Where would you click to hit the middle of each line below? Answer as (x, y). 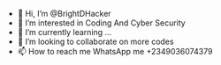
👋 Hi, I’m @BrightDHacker (65, 14)
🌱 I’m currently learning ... (65, 32)
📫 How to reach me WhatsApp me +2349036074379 (115, 51)
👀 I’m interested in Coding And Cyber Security (101, 23)
